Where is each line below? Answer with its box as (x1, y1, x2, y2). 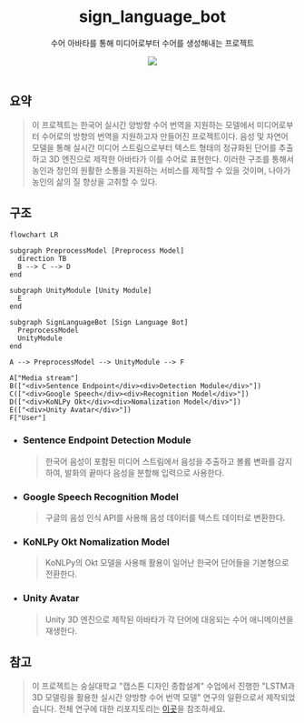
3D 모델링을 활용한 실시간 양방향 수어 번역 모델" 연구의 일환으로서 (31, 691, 265, 702)
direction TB (17, 254, 67, 263)
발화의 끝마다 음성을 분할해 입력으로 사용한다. (64, 467, 225, 478)
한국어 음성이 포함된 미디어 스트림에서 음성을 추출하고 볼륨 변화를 (44, 456, 276, 467)
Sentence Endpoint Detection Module (22, 434, 191, 447)
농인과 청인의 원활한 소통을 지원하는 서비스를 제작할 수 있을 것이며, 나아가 (31, 165, 291, 176)
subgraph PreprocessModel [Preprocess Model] (9, 246, 184, 256)
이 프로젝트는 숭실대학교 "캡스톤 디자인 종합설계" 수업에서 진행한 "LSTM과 (31, 680, 295, 691)
